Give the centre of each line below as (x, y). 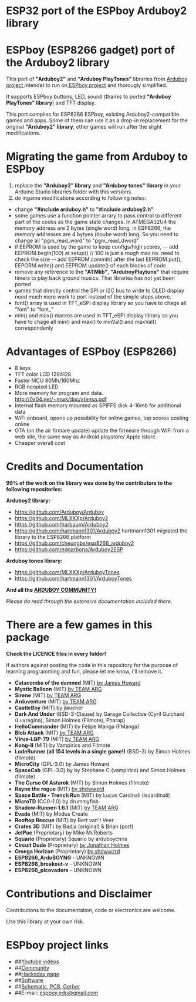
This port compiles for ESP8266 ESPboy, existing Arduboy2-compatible (93, 114)
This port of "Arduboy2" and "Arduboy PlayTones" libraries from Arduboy (97, 79)
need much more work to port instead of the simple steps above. (93, 297)
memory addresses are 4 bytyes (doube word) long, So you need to (97, 234)
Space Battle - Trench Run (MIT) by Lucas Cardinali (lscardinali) (92, 795)
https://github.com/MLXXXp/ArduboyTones (67, 572)
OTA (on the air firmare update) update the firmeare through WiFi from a (102, 430)
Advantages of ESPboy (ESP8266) (92, 352)
